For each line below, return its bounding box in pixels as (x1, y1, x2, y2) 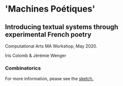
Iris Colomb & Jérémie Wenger (5, 52, 67, 58)
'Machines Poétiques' (5, 3, 96, 15)
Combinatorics (5, 65, 41, 71)
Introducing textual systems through (5, 23, 119, 31)
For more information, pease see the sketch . (5, 76, 94, 82)
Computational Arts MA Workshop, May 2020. (5, 43, 98, 49)
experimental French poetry (5, 30, 91, 38)
